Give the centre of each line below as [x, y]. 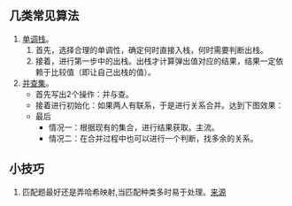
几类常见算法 [44, 16]
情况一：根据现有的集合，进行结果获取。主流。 [134, 127]
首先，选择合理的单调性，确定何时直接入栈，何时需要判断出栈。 [151, 50]
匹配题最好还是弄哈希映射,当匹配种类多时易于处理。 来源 [124, 192]
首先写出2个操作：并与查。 [85, 94]
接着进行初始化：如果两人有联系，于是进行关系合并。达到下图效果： [159, 105]
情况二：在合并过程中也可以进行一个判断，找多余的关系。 [153, 138]
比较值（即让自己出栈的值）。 [104, 72]
